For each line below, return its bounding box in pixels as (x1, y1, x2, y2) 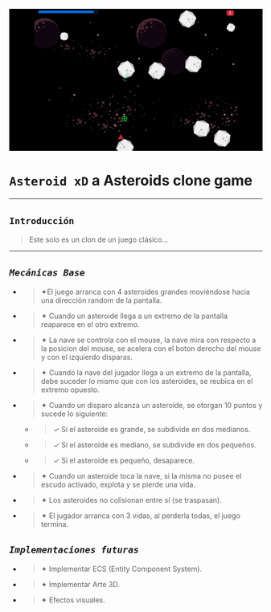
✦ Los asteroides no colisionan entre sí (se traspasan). (40, 495, 222, 504)
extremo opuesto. (40, 385, 100, 394)
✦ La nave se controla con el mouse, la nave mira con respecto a (40, 335, 257, 345)
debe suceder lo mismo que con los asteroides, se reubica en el (40, 376, 253, 386)
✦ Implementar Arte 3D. (40, 579, 120, 589)
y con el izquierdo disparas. (40, 352, 133, 361)
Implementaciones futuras (9, 544, 139, 556)
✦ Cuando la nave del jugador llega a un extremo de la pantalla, (40, 367, 252, 377)
